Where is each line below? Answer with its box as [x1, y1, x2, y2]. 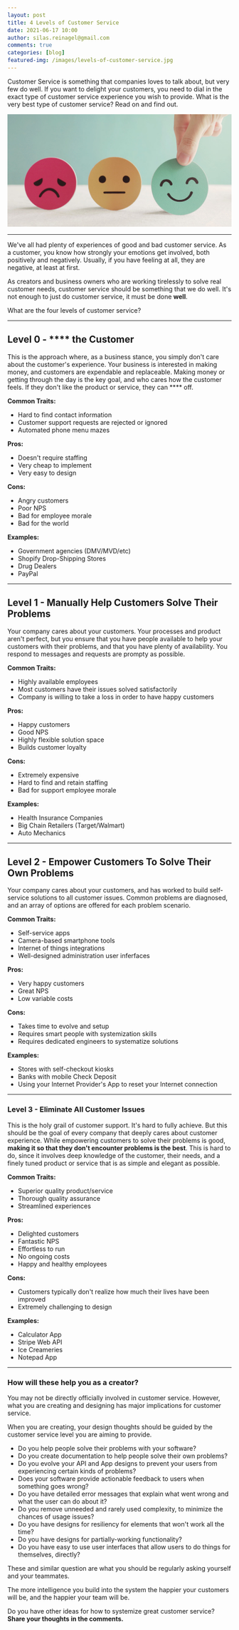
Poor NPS [17, 503, 47, 512]
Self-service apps [17, 929, 70, 937]
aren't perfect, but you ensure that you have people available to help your [7, 634, 223, 643]
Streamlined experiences [17, 1202, 91, 1210]
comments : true [7, 41, 53, 49]
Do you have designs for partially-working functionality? [17, 1535, 183, 1544]
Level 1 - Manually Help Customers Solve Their [7, 597, 218, 609]
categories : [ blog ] [7, 49, 65, 56]
